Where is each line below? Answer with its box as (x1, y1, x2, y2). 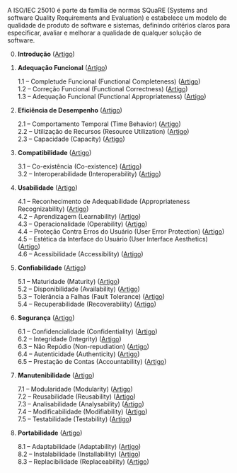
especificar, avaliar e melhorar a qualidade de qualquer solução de (7, 28, 202, 37)
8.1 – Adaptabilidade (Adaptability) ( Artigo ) (17, 443, 141, 450)
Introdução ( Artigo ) (17, 50, 76, 58)
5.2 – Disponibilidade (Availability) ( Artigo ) (17, 285, 140, 293)
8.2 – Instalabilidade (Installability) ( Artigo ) (17, 450, 141, 458)
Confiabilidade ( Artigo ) (17, 263, 86, 272)
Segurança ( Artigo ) (17, 314, 75, 321)
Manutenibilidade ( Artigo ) (17, 371, 95, 380)
